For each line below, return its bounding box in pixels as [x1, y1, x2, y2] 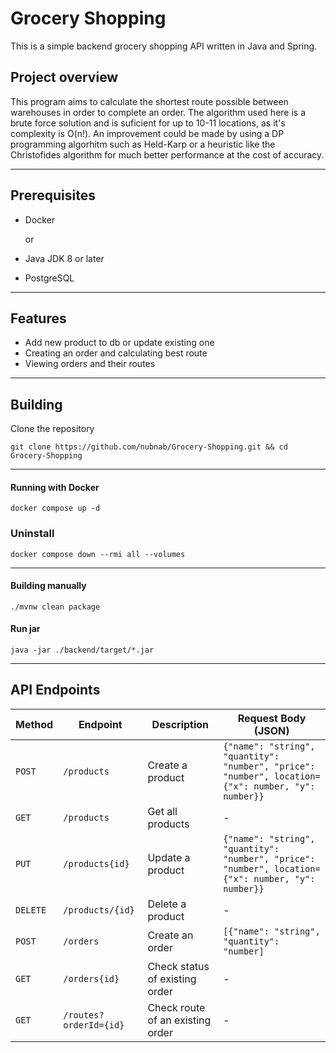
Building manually [10, 580, 87, 592]
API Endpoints [10, 682, 101, 699]
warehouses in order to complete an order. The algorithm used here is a [10, 106, 307, 118]
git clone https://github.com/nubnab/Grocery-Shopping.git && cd [10, 442, 288, 452]
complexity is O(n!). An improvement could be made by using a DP [10, 127, 285, 139]
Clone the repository [10, 423, 95, 435]
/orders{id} [63, 973, 120, 984]
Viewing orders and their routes [24, 358, 156, 370]
